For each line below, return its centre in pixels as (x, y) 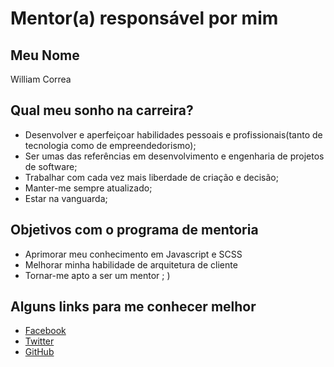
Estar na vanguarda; (66, 198)
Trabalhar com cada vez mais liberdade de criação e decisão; (151, 177)
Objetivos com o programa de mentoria (134, 230)
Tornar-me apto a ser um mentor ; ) (97, 275)
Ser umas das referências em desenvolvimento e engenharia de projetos (174, 156)
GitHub (39, 352)
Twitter (39, 341)
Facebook (45, 331)
